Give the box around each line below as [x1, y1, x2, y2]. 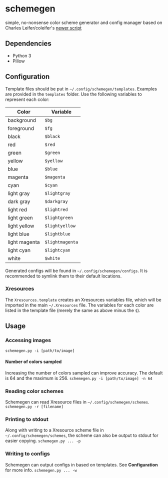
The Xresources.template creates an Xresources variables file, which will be [5, 296, 161, 302]
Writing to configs [5, 450, 50, 457]
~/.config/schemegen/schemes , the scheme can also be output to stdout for [5, 432, 158, 438]
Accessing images [5, 337, 51, 344]
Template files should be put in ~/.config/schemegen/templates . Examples [5, 85, 157, 91]
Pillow [12, 58, 25, 64]
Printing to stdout [5, 415, 49, 422]
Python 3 [12, 52, 31, 58]
